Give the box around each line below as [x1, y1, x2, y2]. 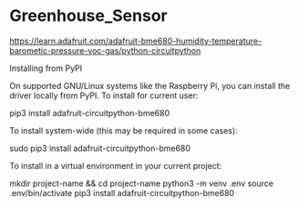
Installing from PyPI [9, 63, 83, 74]
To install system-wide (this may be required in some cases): [9, 124, 239, 136]
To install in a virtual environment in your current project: [9, 160, 222, 171]
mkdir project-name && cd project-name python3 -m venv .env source [9, 178, 273, 189]
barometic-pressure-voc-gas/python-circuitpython [9, 44, 201, 55]
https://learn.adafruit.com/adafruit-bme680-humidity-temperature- [9, 35, 263, 46]
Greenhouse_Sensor [9, 5, 168, 26]
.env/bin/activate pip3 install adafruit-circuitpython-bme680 [9, 187, 235, 198]
